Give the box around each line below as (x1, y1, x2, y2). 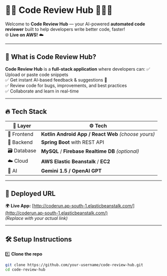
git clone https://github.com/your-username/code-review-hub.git (5, 263, 143, 268)
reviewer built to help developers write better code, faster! (5, 26, 125, 32)
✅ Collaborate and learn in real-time (5, 88, 79, 94)
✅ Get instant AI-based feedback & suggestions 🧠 (5, 77, 108, 83)
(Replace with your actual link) (5, 215, 68, 221)
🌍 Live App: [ (5, 203, 34, 209)
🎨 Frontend (7, 130, 34, 137)
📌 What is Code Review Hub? (5, 53, 96, 61)
